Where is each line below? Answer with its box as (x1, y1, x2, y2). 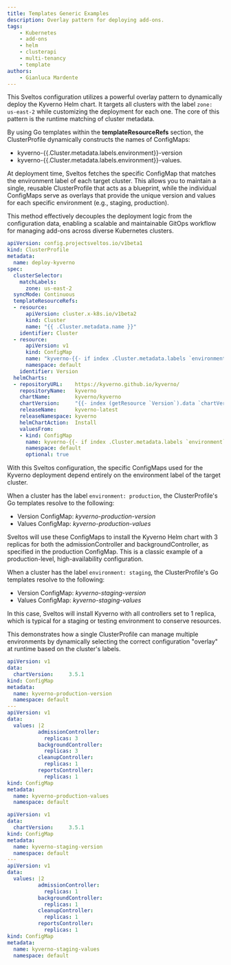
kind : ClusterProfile (7, 246, 69, 253)
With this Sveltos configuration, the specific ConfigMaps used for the (7, 464, 203, 472)
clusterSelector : (13, 272, 63, 279)
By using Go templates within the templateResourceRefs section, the (7, 128, 204, 136)
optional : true (25, 452, 69, 458)
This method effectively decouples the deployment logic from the (7, 212, 192, 220)
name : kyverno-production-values (13, 792, 109, 799)
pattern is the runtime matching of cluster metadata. (7, 115, 155, 123)
